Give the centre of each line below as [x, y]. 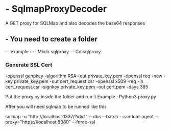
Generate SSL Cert [29, 64]
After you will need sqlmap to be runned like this [56, 107]
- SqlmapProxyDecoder [56, 9]
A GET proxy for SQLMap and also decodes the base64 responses [75, 23]
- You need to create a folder [52, 39]
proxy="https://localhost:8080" [38, 122]
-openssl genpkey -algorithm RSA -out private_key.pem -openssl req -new [84, 76]
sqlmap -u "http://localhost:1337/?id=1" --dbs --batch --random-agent [80, 117]
